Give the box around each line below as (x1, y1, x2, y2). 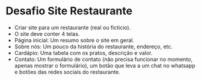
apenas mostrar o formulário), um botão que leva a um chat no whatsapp (14, 61, 196, 69)
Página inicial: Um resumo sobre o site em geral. (14, 36, 135, 44)
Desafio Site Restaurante (5, 4, 133, 18)
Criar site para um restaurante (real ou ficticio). (14, 24, 131, 31)
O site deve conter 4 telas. (14, 30, 80, 37)
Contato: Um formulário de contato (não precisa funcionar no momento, (14, 56, 193, 63)
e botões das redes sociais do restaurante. (14, 68, 121, 75)
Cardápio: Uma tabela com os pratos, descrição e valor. (14, 49, 153, 56)
